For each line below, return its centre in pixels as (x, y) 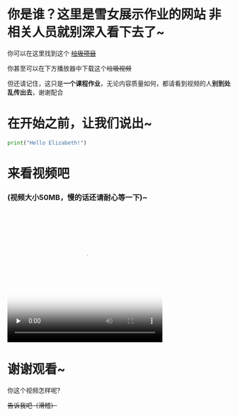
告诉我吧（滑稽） (32, 405)
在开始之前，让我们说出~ (80, 124)
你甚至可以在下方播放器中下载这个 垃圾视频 (69, 68)
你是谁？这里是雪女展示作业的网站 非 (114, 15)
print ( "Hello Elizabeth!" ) (47, 142)
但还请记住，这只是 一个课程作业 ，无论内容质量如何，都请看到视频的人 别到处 (119, 83)
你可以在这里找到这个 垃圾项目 (52, 53)
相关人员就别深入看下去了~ (86, 32)
